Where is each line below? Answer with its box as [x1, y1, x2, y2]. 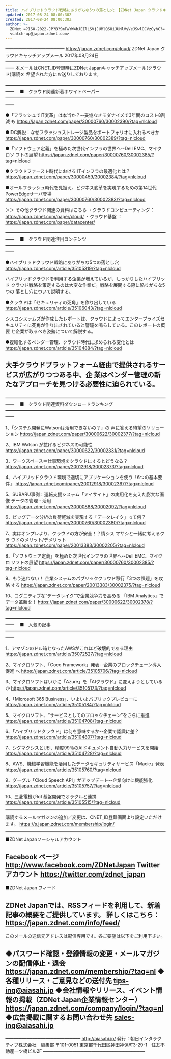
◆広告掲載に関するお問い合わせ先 [5, 1013, 113, 1022]
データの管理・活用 [11, 497, 51, 504]
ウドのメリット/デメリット [11, 536, 66, 543]
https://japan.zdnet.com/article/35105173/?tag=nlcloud [11, 685, 126, 691]
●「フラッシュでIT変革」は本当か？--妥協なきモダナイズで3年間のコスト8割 [5, 112, 166, 118]
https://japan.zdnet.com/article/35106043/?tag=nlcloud [5, 305, 122, 311]
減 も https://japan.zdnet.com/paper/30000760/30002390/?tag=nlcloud [5, 118, 157, 124]
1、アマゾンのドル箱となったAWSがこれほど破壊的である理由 [5, 645, 133, 651]
